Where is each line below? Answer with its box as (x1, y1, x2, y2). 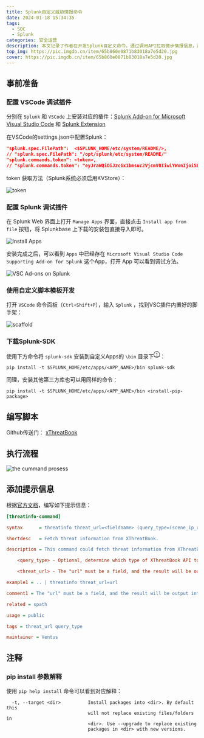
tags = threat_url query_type (6, 623, 83, 630)
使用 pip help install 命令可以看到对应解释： (6, 687, 123, 694)
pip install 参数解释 (6, 672, 63, 681)
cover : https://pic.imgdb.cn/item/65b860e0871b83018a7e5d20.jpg (6, 54, 172, 60)
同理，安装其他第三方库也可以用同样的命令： (6, 376, 118, 383)
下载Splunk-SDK (6, 337, 56, 346)
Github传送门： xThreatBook (6, 429, 78, 436)
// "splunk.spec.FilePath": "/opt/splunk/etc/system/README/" (6, 151, 167, 158)
